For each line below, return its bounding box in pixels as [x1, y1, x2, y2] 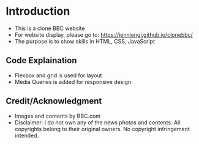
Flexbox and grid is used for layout [14, 72, 102, 79]
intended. [14, 132, 39, 139]
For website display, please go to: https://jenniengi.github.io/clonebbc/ [14, 31, 193, 38]
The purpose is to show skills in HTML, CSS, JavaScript [14, 37, 156, 45]
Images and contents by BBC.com [14, 112, 101, 119]
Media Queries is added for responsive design [14, 78, 132, 85]
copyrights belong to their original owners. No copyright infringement [14, 125, 190, 132]
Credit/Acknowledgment [6, 96, 102, 107]
